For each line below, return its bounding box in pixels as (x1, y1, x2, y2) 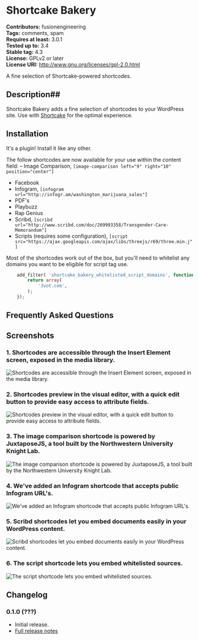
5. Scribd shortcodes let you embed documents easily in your (6, 517, 187, 525)
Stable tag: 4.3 (6, 48, 43, 55)
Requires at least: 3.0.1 (6, 36, 63, 43)
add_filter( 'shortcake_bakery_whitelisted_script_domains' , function (17, 272, 195, 278)
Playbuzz (14, 203, 38, 210)
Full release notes (14, 628, 58, 635)
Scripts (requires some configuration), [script (14, 232, 129, 239)
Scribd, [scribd (14, 216, 53, 223)
